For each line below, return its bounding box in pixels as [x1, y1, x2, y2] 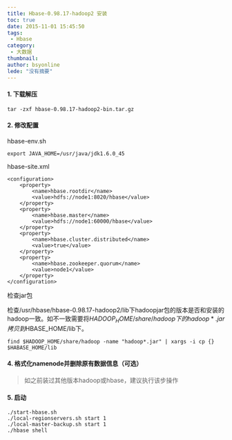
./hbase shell [7, 427, 48, 434]
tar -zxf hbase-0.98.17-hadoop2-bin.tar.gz [7, 106, 135, 112]
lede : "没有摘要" [7, 68, 53, 74]
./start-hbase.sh [7, 409, 57, 416]
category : [7, 42, 36, 49]
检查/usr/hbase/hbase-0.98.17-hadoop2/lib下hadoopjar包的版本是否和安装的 [7, 306, 224, 314]
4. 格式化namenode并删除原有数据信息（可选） [7, 359, 143, 368]
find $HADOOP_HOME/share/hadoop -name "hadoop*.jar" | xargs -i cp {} [7, 338, 215, 345]
